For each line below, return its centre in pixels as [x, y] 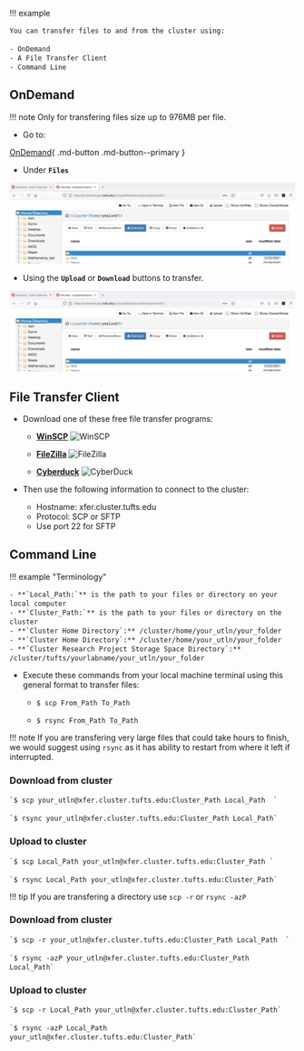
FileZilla [51, 455]
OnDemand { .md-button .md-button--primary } [98, 152]
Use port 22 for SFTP [76, 526]
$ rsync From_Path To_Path [87, 721]
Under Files [46, 170]
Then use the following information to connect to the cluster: [136, 489]
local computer [38, 604]
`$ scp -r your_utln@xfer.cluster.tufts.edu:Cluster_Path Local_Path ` [150, 940]
